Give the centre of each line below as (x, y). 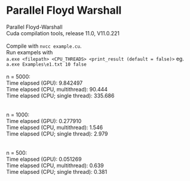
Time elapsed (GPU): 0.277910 (44, 121)
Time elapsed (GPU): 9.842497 (45, 83)
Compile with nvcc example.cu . (44, 46)
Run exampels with (30, 52)
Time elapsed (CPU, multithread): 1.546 (55, 127)
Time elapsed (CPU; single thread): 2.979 (57, 134)
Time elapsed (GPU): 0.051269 (44, 159)
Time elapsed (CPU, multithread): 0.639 (55, 165)
